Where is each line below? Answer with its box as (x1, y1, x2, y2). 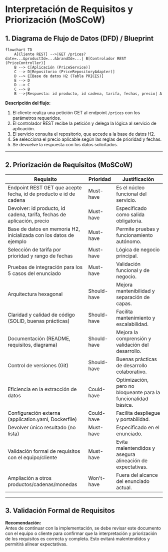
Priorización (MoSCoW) (5, 14, 105, 26)
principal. (115, 252, 138, 259)
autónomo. (115, 238, 141, 245)
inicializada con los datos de (7, 231, 74, 238)
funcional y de (115, 266, 150, 273)
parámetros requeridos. (12, 115, 61, 121)
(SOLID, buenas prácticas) (7, 317, 70, 324)
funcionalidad (115, 395, 148, 402)
